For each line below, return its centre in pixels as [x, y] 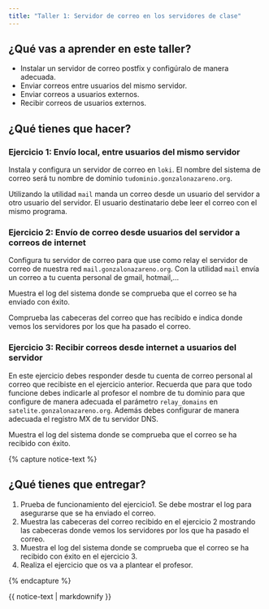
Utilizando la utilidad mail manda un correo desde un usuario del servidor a [134, 194]
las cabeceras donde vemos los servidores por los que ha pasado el [134, 530]
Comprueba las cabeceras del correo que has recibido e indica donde [126, 318]
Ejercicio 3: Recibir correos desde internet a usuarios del [123, 348]
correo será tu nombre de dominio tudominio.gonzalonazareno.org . [121, 178]
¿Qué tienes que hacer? [70, 128]
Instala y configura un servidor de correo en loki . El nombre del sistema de [135, 170]
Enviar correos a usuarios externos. [80, 94]
